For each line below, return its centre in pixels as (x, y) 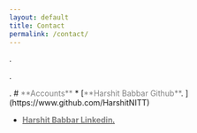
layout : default (39, 17)
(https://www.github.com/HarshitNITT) (80, 103)
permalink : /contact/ (49, 34)
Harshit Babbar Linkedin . (68, 120)
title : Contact (37, 26)
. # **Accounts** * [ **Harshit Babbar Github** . (96, 93)
